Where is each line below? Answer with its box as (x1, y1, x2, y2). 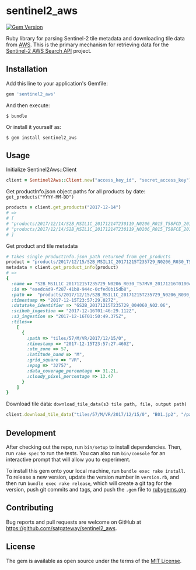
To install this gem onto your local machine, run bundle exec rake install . (6, 467, 185, 474)
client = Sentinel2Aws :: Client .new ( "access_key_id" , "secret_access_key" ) (6, 178, 192, 183)
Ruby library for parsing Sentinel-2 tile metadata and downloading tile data (6, 35, 185, 42)
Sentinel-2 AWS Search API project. (6, 47, 92, 54)
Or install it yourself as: (6, 123, 61, 130)
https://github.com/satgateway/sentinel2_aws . (6, 524, 117, 531)
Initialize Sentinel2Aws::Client (6, 166, 77, 173)
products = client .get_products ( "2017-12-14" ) (6, 204, 121, 210)
